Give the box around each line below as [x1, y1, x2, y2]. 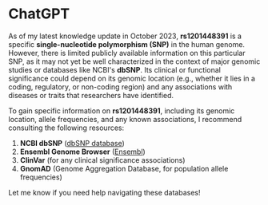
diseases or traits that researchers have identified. [8, 90, 174, 100]
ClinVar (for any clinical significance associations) [19, 155, 186, 164]
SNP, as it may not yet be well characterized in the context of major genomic [8, 57, 261, 66]
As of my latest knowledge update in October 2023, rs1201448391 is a [8, 31, 242, 41]
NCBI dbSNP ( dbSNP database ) [19, 138, 126, 148]
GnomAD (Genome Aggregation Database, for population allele [19, 164, 229, 173]
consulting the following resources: [8, 123, 125, 132]
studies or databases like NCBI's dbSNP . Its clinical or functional [8, 65, 222, 74]
